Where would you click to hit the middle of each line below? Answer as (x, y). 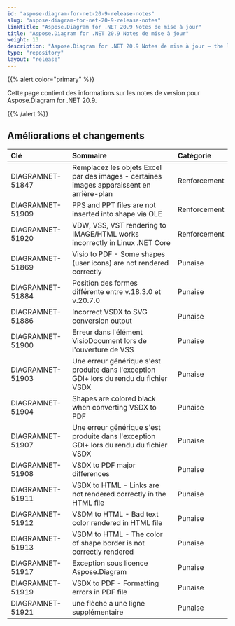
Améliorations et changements (76, 136)
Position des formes (105, 283)
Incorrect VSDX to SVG (110, 312)
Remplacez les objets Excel (117, 167)
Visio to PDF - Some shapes (119, 254)
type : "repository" (36, 53)
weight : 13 (23, 40)
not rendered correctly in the (119, 494)
